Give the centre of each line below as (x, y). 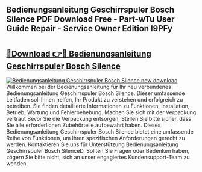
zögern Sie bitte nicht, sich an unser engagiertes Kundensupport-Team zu (98, 157)
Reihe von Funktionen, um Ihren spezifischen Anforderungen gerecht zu (96, 138)
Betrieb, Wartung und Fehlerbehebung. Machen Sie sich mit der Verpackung (101, 112)
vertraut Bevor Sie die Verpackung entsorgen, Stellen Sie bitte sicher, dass (99, 119)
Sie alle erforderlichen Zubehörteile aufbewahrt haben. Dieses (84, 125)
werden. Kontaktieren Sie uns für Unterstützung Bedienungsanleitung (93, 144)
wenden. (17, 164)
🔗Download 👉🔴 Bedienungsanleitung (79, 54)
